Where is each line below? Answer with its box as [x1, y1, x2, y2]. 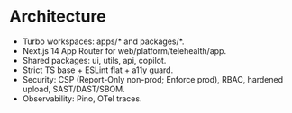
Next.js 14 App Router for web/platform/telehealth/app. [22, 45, 227, 56]
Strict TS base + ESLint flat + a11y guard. [22, 65, 174, 75]
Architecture [9, 6, 106, 27]
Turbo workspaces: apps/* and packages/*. [22, 36, 185, 47]
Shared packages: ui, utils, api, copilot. [22, 55, 167, 65]
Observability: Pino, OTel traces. [22, 92, 142, 104]
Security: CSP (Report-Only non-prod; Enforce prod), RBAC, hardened [22, 74, 284, 84]
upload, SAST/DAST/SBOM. [22, 83, 125, 94]
